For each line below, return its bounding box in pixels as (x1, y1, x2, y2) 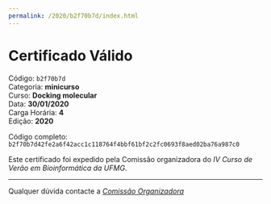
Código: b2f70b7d (8, 73, 66, 83)
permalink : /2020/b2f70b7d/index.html (8, 11, 139, 20)
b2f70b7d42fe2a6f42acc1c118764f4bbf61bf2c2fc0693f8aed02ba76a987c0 (8, 140, 240, 148)
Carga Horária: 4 (8, 107, 65, 117)
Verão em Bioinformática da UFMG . (8, 163, 127, 173)
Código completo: (8, 131, 69, 141)
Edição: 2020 (8, 116, 54, 126)
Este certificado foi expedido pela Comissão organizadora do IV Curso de (8, 154, 252, 164)
